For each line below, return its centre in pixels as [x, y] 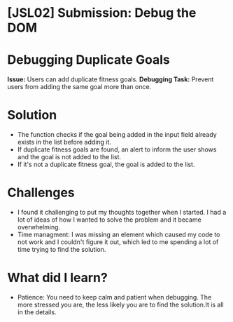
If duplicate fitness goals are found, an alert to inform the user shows [117, 149]
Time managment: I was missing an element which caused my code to [119, 234]
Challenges [41, 193]
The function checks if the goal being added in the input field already [117, 135]
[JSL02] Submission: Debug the [102, 13]
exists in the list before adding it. [64, 142]
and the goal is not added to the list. [69, 157]
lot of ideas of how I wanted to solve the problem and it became [109, 220]
